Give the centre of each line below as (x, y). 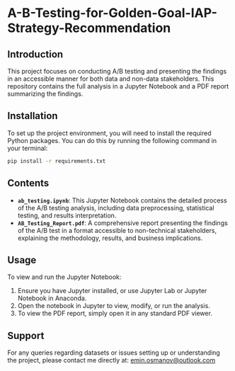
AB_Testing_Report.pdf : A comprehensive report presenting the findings (122, 223)
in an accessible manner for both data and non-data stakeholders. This (111, 79)
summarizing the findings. (45, 94)
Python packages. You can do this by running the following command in (112, 140)
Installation (33, 116)
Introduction (35, 54)
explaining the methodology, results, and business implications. (110, 238)
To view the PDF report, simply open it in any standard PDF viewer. (115, 314)
